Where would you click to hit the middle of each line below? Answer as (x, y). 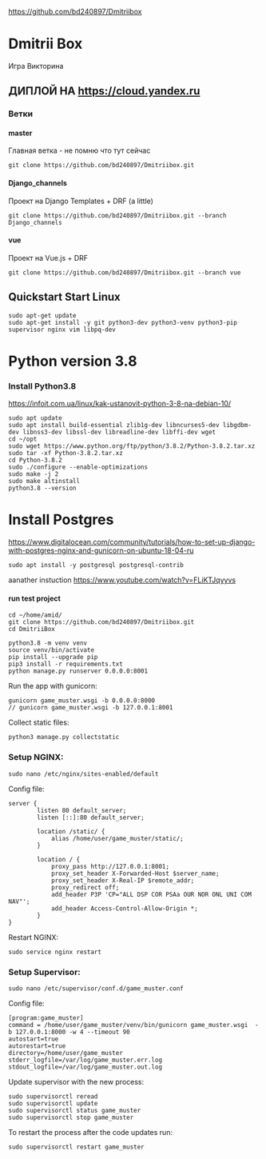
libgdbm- (237, 426)
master (20, 133)
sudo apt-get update (43, 315)
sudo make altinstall (44, 482)
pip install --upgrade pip (53, 657)
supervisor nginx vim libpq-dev (62, 330)
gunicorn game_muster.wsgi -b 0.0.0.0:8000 (82, 701)
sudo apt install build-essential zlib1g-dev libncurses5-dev (114, 426)
